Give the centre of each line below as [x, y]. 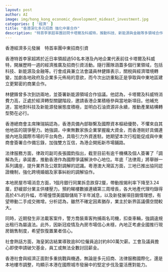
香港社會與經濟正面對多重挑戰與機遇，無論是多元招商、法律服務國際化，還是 [84, 258]
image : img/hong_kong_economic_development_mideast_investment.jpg [77, 19]
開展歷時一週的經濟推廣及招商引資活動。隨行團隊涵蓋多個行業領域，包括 [88, 65]
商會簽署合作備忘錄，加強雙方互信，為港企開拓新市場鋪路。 [66, 143]
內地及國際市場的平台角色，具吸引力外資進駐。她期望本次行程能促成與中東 [86, 136]
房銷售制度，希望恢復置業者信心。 [40, 231]
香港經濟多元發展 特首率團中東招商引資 [47, 48]
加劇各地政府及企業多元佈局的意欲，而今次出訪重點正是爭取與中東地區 [86, 77]
